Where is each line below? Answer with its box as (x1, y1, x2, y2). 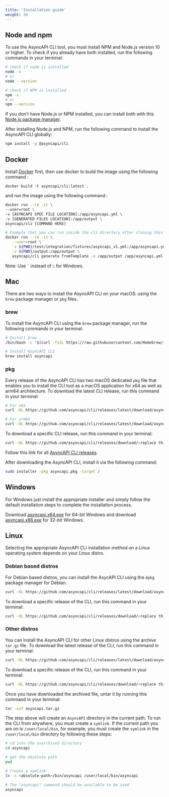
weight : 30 (5, 12, 28, 17)
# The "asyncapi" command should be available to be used (5, 782, 129, 787)
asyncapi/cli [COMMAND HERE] (5, 221, 66, 226)
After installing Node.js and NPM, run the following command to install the (5, 126, 158, 132)
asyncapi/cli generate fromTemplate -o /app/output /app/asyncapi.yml (12, 253, 163, 259)
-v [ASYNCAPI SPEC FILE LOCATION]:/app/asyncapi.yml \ (5, 211, 123, 217)
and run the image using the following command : (5, 193, 108, 198)
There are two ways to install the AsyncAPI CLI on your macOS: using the (5, 291, 157, 297)
